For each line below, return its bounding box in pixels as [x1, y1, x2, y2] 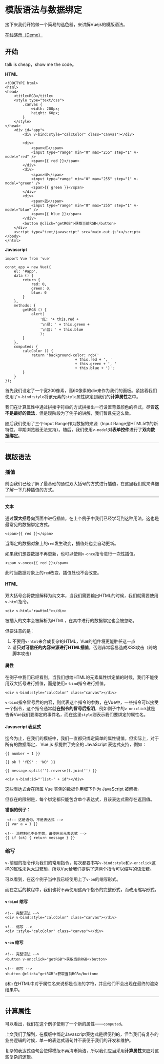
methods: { [14, 303, 36, 308]
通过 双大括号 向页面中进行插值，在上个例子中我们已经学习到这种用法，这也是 [5, 515, 159, 521]
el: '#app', [14, 269, 38, 274]
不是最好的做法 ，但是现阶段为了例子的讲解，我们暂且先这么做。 [5, 410, 133, 416]
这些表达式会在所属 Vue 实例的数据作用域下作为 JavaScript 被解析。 [5, 786, 143, 792]
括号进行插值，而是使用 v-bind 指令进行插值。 [18, 680, 108, 686]
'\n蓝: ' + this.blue [40, 327, 83, 332]
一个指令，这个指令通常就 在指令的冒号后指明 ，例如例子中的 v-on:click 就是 [5, 706, 155, 712]
